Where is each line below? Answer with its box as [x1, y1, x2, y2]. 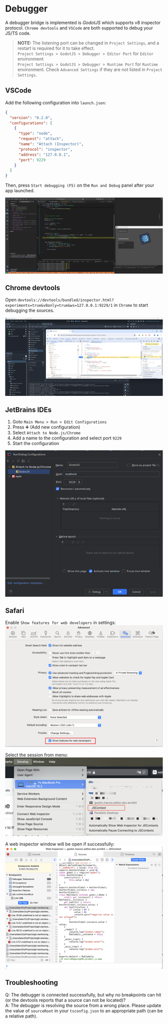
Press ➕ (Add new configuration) [12, 424, 80, 430]
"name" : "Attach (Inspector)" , [18, 142, 84, 147]
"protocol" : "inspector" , [18, 147, 72, 152]
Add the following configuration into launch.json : [5, 100, 106, 106]
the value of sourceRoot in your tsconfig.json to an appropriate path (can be [5, 1007, 163, 1013]
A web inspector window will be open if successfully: [5, 841, 115, 847]
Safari [5, 607, 24, 615]
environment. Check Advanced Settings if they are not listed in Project [17, 66, 162, 73]
